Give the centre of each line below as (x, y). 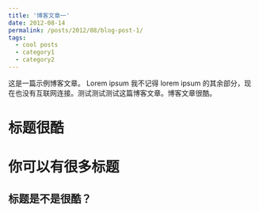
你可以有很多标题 (64, 167)
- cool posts (37, 45)
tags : (17, 38)
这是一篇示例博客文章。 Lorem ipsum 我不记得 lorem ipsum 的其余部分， (126, 83)
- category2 (35, 60)
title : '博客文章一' (39, 15)
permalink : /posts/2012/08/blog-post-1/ (76, 30)
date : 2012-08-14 (37, 23)
